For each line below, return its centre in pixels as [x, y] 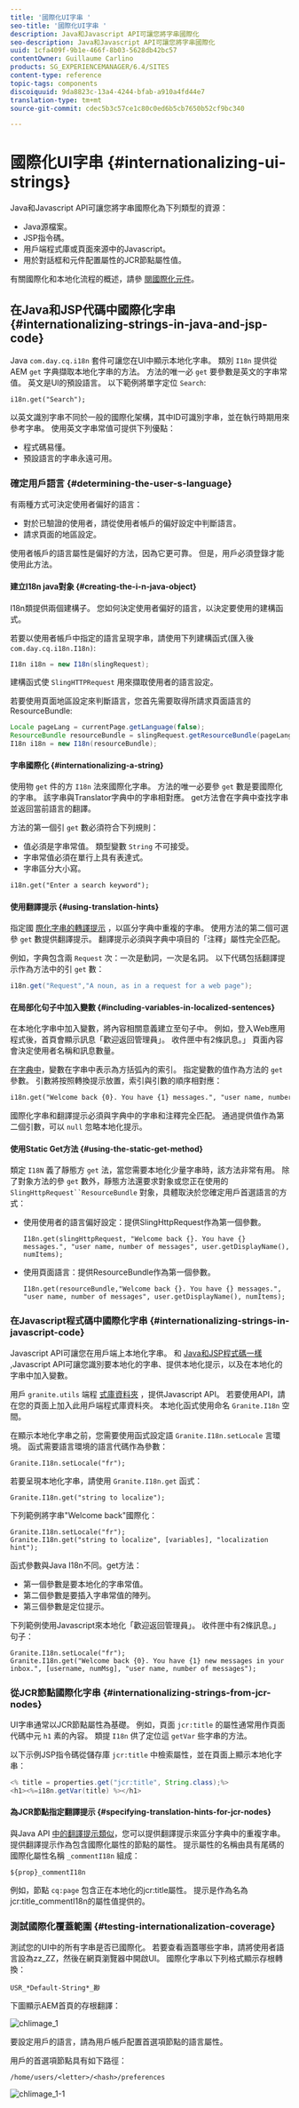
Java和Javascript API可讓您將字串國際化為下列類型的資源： [119, 208]
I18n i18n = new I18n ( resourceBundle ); [84, 744]
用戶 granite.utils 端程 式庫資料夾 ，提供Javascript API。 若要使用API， [144, 1394]
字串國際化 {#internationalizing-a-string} [87, 765]
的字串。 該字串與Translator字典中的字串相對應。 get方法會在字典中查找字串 [149, 798]
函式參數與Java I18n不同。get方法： [76, 1565]
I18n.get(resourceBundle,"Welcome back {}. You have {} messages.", [152, 1289]
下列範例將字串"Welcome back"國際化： [84, 1515]
